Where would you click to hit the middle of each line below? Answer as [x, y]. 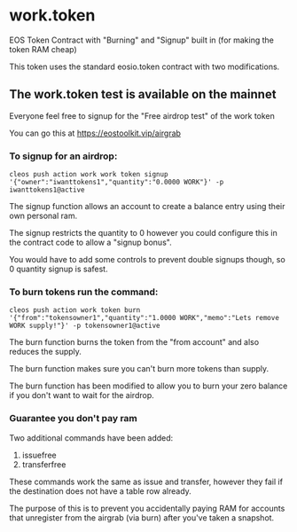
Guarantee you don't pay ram [73, 419]
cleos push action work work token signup [89, 175]
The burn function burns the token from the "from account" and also [134, 342]
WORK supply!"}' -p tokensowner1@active [85, 326]
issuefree [39, 455]
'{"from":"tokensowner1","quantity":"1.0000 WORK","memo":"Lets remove [144, 318]
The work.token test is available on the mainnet [143, 94]
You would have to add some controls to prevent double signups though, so [147, 260]
